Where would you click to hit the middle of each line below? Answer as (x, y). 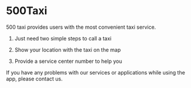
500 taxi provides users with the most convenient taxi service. (81, 27)
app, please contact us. (34, 79)
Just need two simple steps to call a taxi (63, 38)
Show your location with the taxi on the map (68, 50)
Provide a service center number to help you (68, 61)
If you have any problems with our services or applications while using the (96, 72)
